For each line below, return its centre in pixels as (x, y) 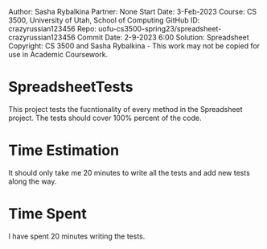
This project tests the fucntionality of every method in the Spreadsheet (125, 109)
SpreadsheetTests (71, 87)
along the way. (33, 181)
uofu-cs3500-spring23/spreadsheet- (160, 29)
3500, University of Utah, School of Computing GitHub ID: (104, 20)
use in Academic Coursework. (58, 54)
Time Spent (47, 214)
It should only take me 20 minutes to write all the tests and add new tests (129, 172)
